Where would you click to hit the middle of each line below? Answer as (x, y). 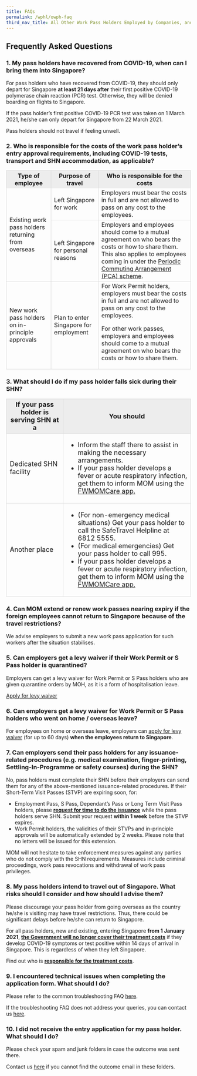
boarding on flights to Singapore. (46, 102)
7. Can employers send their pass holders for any (77, 752)
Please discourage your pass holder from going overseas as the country (93, 907)
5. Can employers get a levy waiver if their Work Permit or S (92, 658)
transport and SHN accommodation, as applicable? (80, 160)
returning (22, 234)
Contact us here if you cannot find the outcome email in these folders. (91, 1067)
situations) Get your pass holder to (131, 522)
